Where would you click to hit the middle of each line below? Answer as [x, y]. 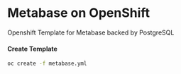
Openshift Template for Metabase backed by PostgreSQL [91, 32]
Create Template [33, 49]
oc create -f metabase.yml [47, 64]
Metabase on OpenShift [79, 13]
